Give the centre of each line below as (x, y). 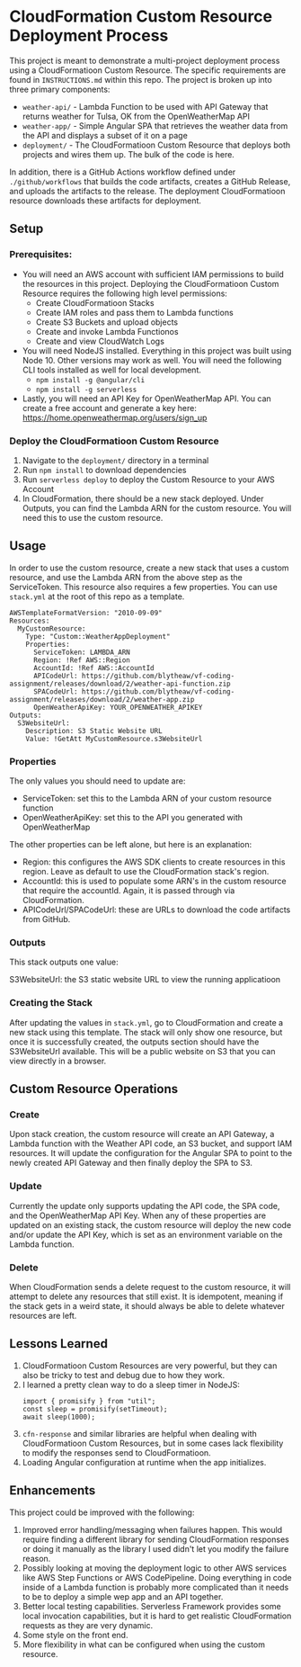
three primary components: (60, 89)
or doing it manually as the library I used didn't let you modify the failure (155, 1548)
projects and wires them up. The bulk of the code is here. (128, 154)
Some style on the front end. (75, 1635)
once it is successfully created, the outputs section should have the (134, 1042)
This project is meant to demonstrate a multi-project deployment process (145, 60)
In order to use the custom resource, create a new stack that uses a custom (149, 568)
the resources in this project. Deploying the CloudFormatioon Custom (150, 283)
